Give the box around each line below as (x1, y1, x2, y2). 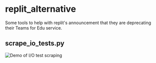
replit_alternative (5, 3, 76, 15)
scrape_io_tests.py (5, 39, 65, 48)
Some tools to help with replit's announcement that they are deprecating (5, 20, 151, 26)
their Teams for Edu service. (5, 25, 62, 31)
